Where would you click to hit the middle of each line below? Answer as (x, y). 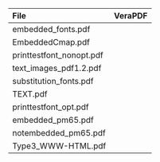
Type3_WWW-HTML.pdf (59, 146)
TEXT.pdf (30, 94)
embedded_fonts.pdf (51, 29)
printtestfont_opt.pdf (51, 107)
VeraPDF (131, 16)
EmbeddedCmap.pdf (51, 42)
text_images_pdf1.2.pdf (57, 68)
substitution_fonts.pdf (53, 81)
